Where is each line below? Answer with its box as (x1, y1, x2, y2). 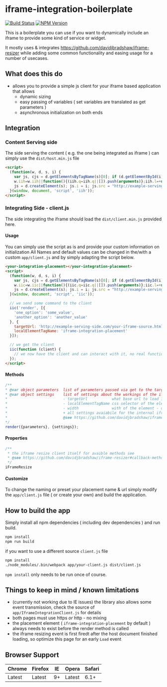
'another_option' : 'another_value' (14, 315, 88, 320)
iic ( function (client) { (9, 347, 61, 352)
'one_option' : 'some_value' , (14, 310, 75, 315)
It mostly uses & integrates (5, 44, 60, 50)
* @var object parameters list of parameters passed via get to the (5, 387, 153, 392)
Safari (84, 666, 99, 673)
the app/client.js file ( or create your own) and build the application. (5, 492, 147, 498)
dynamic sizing (19, 93, 51, 99)
